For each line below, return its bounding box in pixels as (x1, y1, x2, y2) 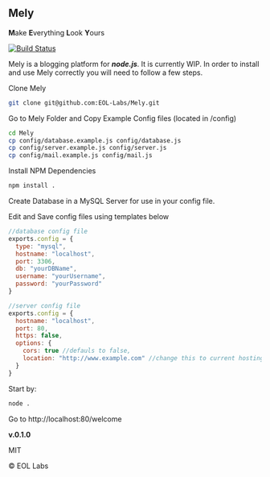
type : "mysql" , (15, 242, 67, 251)
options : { (15, 339, 52, 347)
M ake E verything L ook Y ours (8, 27, 105, 37)
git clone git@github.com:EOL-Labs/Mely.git (8, 98, 160, 107)
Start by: (8, 384, 37, 393)
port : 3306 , (15, 257, 56, 265)
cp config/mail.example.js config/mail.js (8, 151, 153, 160)
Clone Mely (8, 83, 47, 93)
